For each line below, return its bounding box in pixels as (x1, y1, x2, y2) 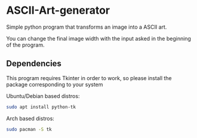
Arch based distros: (6, 115, 55, 122)
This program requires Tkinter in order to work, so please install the (6, 74, 172, 81)
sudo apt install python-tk (6, 104, 76, 110)
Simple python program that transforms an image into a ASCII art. (6, 23, 167, 30)
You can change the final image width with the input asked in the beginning (6, 35, 191, 42)
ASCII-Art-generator (6, 4, 110, 17)
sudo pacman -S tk (6, 126, 52, 132)
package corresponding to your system (6, 81, 103, 88)
